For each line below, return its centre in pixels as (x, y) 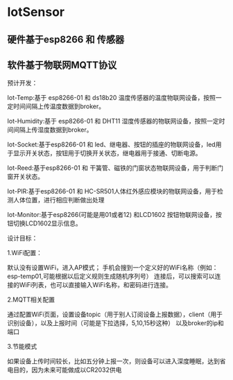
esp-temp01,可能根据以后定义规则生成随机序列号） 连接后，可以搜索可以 (111, 276)
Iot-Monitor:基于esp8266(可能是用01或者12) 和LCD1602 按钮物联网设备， (112, 215)
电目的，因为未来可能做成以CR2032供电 (64, 370)
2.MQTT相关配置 (31, 300)
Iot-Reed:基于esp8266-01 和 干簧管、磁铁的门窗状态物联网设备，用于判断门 (115, 168)
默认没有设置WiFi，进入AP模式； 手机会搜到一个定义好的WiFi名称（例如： (113, 268)
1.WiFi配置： (25, 253)
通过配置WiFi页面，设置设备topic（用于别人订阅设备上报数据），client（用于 (115, 314)
